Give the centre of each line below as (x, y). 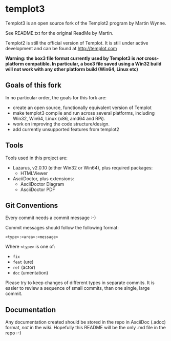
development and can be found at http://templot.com (61, 48)
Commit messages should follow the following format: (62, 228)
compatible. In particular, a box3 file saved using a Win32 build (93, 63)
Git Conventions (32, 205)
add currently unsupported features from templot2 (66, 129)
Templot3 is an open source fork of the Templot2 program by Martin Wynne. (86, 23)
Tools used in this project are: (37, 158)
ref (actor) (24, 267)
